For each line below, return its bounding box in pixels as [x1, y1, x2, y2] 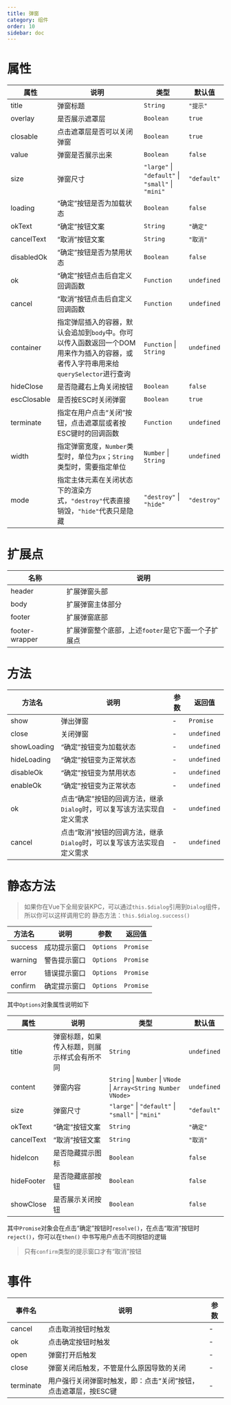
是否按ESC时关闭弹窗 [57, 395, 126, 405]
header [10, 587, 34, 596]
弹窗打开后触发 [47, 1350, 97, 1359]
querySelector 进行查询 [57, 370, 131, 379]
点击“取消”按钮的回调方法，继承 [60, 828, 164, 838]
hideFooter [10, 1176, 46, 1186]
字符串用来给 [78, 359, 120, 369]
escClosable [10, 394, 51, 404]
